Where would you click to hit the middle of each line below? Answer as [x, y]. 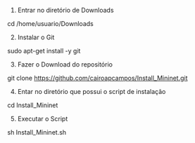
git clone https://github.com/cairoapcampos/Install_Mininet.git [97, 78]
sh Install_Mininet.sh [37, 132]
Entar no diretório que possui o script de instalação [92, 91]
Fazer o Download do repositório [65, 64]
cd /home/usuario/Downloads [50, 23]
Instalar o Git [36, 37]
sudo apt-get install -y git [44, 51]
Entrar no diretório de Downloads [65, 10]
